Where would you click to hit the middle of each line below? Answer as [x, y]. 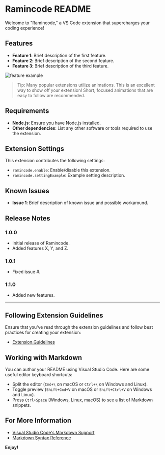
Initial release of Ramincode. [41, 243]
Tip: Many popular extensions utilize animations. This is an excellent [86, 85]
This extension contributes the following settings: [55, 161]
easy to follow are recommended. [51, 95]
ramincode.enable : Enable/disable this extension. [61, 170]
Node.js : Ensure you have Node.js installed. [56, 123]
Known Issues [27, 191]
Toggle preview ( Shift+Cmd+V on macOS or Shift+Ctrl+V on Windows [82, 389]
